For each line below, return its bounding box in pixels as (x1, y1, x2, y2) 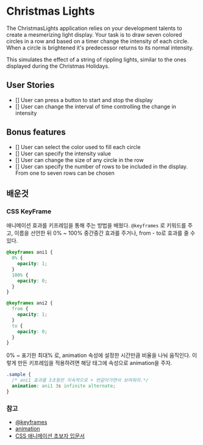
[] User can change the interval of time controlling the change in (15, 103, 177, 110)
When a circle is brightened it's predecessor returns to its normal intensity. (6, 44, 194, 51)
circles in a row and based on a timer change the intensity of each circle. (6, 37, 189, 45)
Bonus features (6, 127, 66, 138)
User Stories (6, 80, 55, 90)
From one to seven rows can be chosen (15, 169, 115, 177)
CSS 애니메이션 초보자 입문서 (15, 432, 85, 439)
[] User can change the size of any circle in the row (15, 156, 144, 163)
